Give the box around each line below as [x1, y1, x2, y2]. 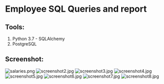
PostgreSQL [12, 41, 37, 47]
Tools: [5, 23, 25, 31]
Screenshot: [5, 55, 44, 63]
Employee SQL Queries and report [5, 3, 147, 15]
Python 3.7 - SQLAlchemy [12, 36, 65, 42]
